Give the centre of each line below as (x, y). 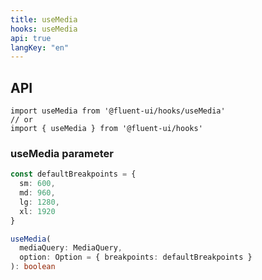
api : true (31, 38)
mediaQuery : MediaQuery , (71, 248)
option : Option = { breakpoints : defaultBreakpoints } (136, 257)
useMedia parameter (62, 153)
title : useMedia (44, 19)
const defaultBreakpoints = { (73, 174)
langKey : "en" (40, 47)
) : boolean (33, 267)
